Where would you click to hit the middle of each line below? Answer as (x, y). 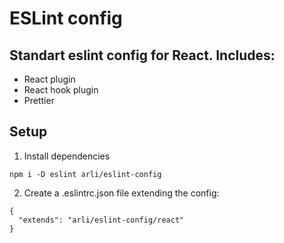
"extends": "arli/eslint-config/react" (101, 220)
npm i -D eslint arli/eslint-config (85, 174)
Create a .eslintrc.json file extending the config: (121, 193)
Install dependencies (67, 156)
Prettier (39, 100)
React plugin (49, 79)
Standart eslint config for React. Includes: (142, 55)
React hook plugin (61, 90)
